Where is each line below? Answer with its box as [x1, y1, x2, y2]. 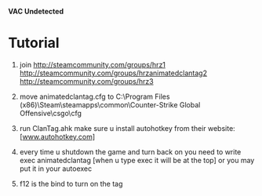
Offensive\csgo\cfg [19, 108, 82, 118]
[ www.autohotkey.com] [19, 132, 96, 141]
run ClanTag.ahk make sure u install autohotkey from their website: [19, 123, 235, 132]
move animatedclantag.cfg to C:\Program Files [19, 92, 170, 101]
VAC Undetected [8, 7, 64, 16]
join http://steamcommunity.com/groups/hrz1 [19, 60, 166, 69]
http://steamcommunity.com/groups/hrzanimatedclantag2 [19, 68, 208, 78]
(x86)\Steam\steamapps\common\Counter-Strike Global [19, 100, 201, 109]
